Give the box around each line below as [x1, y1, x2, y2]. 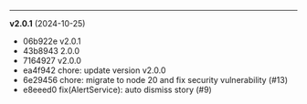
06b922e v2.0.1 [22, 36, 81, 47]
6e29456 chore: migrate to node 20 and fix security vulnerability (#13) [22, 75, 289, 85]
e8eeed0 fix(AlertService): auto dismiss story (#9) [22, 84, 212, 95]
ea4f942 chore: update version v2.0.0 [22, 65, 166, 76]
